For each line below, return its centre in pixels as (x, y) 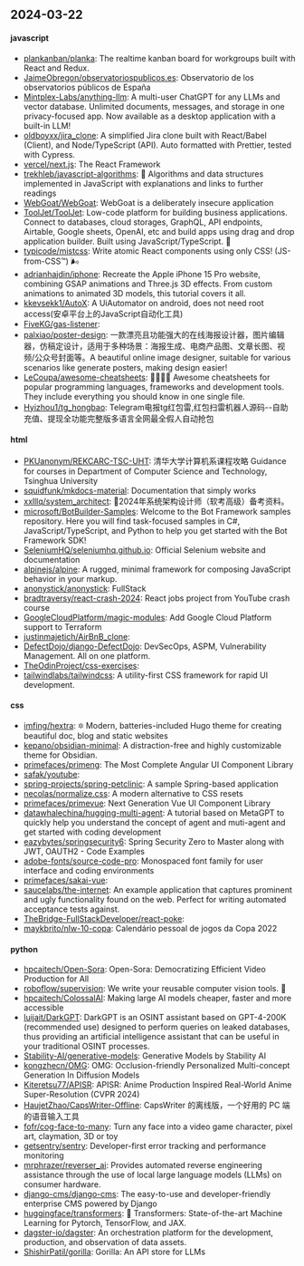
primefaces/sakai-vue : (65, 880)
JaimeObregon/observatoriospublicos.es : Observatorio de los (138, 77)
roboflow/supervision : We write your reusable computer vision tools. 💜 (155, 989)
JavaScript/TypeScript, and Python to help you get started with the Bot (155, 530)
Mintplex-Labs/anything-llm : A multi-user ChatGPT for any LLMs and (152, 97)
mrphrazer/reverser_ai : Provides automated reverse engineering (143, 1165)
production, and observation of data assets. (105, 1242)
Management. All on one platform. (87, 655)
